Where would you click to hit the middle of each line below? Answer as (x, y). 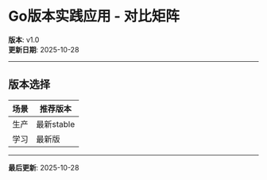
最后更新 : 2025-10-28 (44, 167)
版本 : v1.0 (24, 40)
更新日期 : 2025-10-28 (44, 49)
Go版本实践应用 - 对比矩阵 (94, 16)
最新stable (56, 124)
